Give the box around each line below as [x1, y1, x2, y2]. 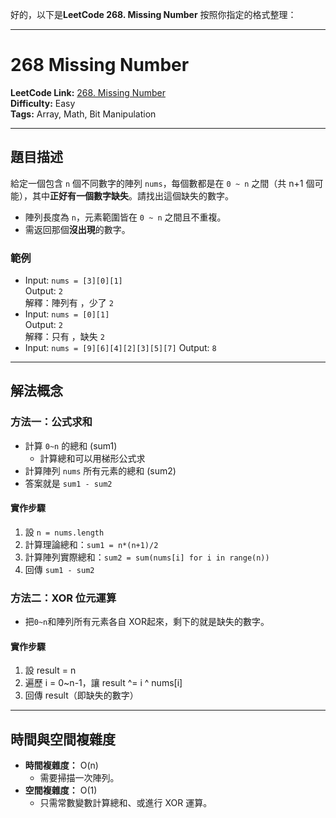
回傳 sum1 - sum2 [24, 563, 95, 575]
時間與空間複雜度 [10, 731, 116, 748]
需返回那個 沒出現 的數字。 [24, 223, 131, 235]
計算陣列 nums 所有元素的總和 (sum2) [24, 464, 177, 477]
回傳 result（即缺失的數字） [24, 689, 139, 702]
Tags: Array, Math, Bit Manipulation [10, 108, 157, 120]
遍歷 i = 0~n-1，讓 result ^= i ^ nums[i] [24, 677, 183, 689]
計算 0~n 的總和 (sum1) [24, 439, 118, 452]
